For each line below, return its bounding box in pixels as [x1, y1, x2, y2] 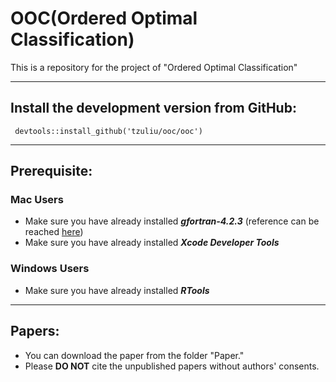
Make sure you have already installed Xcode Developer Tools [24, 237, 280, 249]
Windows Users [10, 262, 90, 276]
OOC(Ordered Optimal [10, 7, 198, 30]
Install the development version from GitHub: [10, 100, 297, 117]
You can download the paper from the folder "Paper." [24, 349, 245, 361]
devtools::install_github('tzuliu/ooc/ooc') [14, 126, 203, 136]
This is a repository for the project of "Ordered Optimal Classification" [10, 61, 298, 73]
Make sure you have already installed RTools [24, 284, 210, 296]
